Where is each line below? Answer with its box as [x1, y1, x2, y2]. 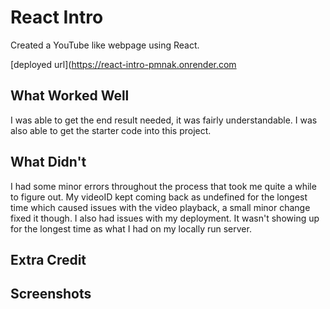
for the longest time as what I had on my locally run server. [10, 222, 252, 235]
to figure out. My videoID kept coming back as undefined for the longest [10, 191, 308, 203]
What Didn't [10, 154, 87, 171]
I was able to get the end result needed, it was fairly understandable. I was [10, 114, 318, 126]
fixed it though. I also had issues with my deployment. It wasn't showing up [10, 212, 320, 224]
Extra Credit [10, 251, 87, 268]
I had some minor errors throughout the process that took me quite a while [10, 180, 317, 192]
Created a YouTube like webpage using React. [10, 39, 200, 51]
